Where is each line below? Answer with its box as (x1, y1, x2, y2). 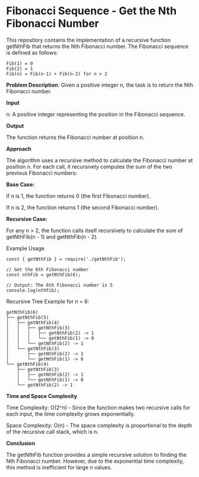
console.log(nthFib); (6, 287, 60, 293)
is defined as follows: (6, 49, 58, 56)
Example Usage (6, 245, 45, 252)
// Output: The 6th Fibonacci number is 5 (6, 282, 113, 288)
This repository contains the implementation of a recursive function (6, 36, 171, 43)
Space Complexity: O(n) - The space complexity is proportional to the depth (6, 422, 192, 429)
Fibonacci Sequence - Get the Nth (6, 4, 177, 18)
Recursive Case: (6, 215, 48, 222)
